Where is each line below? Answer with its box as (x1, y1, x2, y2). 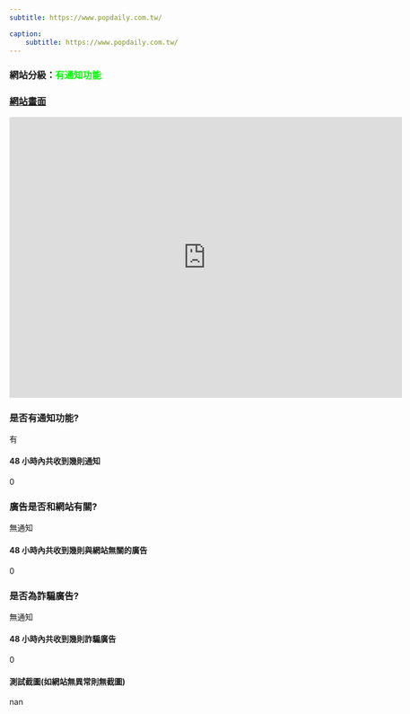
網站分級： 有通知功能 (9, 69, 101, 82)
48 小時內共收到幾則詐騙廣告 (9, 634, 117, 645)
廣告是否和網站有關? (9, 500, 98, 513)
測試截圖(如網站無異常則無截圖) (9, 675, 126, 687)
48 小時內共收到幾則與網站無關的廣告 (9, 544, 148, 555)
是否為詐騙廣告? (9, 589, 79, 602)
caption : (9, 29, 42, 39)
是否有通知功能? (9, 411, 79, 424)
